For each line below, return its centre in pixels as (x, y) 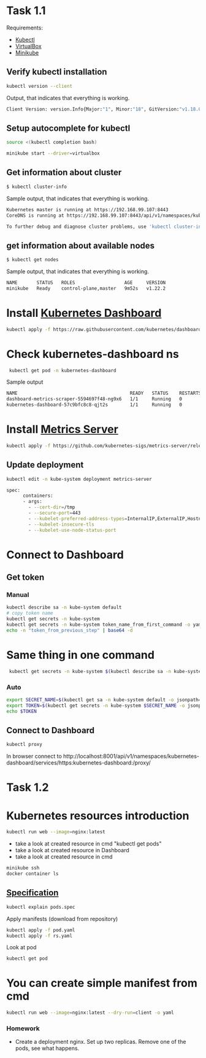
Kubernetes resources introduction (98, 816)
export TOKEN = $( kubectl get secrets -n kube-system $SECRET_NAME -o (96, 706)
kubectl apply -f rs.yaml (39, 936)
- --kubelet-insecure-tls (62, 524)
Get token (25, 578)
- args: (32, 502)
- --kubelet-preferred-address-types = (78, 519)
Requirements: (25, 28)
